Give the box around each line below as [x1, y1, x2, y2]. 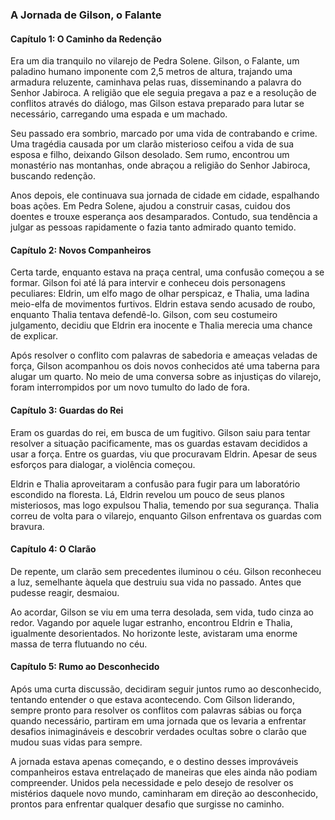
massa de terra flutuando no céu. [10, 638, 148, 650]
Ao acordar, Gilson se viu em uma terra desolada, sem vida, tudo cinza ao [10, 606, 314, 618]
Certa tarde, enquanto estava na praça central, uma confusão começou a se [10, 266, 325, 278]
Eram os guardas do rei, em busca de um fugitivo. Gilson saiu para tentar [10, 426, 311, 438]
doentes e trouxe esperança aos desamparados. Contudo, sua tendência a [10, 211, 318, 223]
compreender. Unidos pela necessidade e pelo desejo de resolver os [10, 776, 294, 788]
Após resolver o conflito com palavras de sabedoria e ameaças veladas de [10, 349, 318, 362]
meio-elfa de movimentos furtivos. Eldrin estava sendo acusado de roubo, [10, 298, 316, 310]
